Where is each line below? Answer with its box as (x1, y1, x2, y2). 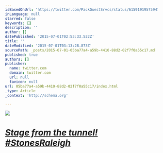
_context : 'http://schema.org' (5, 93, 68, 98)
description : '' (5, 25, 38, 30)
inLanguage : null (5, 12, 40, 17)
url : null (9, 75, 29, 80)
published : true (5, 52, 38, 57)
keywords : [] (5, 20, 32, 26)
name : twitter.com (9, 66, 47, 71)
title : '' (5, 39, 25, 44)
